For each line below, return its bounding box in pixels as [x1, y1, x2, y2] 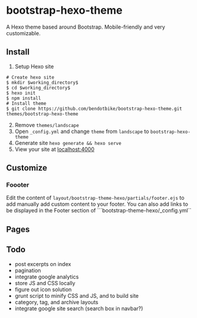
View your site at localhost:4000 [14, 146, 95, 153]
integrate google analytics [14, 273, 79, 280]
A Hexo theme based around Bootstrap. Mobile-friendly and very [6, 23, 165, 30]
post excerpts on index [14, 260, 71, 267]
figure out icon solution [14, 286, 72, 293]
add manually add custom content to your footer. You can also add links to [6, 200, 189, 208]
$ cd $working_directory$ [6, 85, 70, 91]
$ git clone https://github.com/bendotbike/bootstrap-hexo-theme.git [6, 106, 183, 112]
